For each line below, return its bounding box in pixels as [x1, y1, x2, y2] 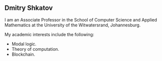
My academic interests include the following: [4, 31, 94, 37]
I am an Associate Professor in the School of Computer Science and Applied [4, 17, 158, 22]
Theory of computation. [11, 46, 59, 52]
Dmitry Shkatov [4, 4, 53, 12]
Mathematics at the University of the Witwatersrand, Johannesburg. [4, 22, 141, 28]
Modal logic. [11, 41, 37, 47]
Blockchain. [11, 51, 35, 57]
